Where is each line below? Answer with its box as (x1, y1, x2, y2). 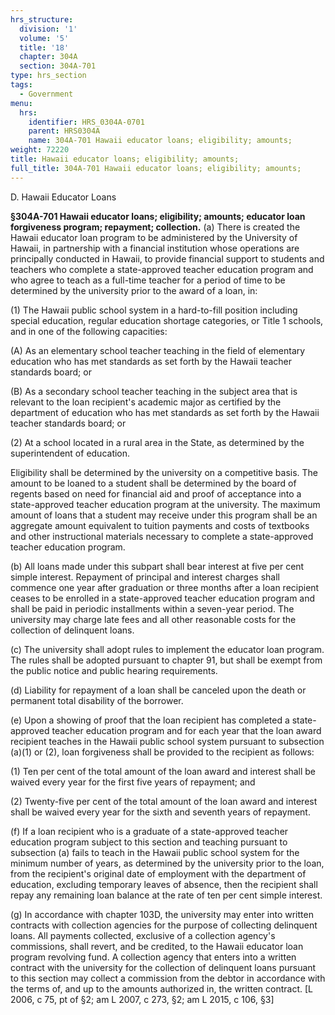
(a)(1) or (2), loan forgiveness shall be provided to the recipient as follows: (10, 746, 315, 758)
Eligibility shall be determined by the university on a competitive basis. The (10, 466, 319, 478)
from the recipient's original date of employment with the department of (10, 867, 307, 880)
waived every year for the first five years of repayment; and (10, 776, 256, 788)
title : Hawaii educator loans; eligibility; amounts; (10, 154, 240, 164)
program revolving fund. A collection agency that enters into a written (10, 951, 297, 963)
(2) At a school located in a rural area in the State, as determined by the (10, 436, 305, 448)
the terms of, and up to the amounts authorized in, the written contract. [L (10, 982, 313, 995)
